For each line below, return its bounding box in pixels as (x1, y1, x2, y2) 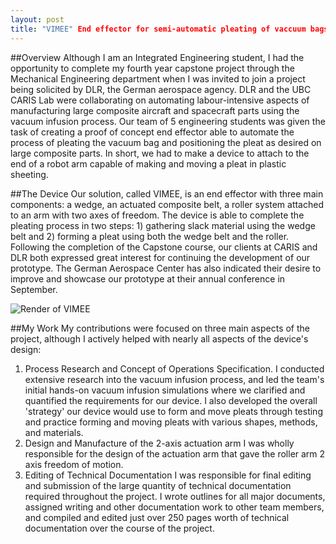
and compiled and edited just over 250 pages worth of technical (24, 511, 290, 523)
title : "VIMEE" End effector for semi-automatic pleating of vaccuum (10, 24, 307, 34)
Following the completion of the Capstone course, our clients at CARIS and (10, 241, 318, 253)
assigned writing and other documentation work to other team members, (24, 501, 325, 513)
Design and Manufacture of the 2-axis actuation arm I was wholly (24, 437, 295, 449)
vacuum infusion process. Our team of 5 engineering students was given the (10, 115, 326, 127)
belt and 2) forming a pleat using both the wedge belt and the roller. (10, 230, 290, 242)
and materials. (24, 426, 84, 438)
